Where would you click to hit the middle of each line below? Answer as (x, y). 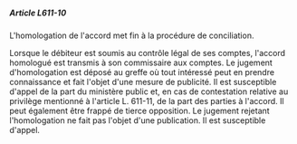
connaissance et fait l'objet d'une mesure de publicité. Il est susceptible (143, 82)
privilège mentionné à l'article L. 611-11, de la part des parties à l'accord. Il (147, 101)
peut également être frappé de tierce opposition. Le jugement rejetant (139, 110)
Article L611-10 (38, 13)
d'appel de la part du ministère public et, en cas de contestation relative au (149, 91)
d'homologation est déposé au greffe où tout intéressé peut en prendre (142, 72)
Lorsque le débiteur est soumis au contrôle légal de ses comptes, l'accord (148, 53)
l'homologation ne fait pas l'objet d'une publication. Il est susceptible (138, 120)
